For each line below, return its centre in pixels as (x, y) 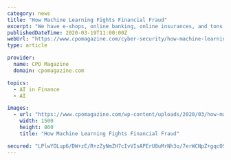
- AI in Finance (36, 89)
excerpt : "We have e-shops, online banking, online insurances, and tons (115, 26)
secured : (20, 146)
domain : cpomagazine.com (49, 70)
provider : (21, 58)
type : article (27, 45)
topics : (18, 83)
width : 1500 (36, 121)
